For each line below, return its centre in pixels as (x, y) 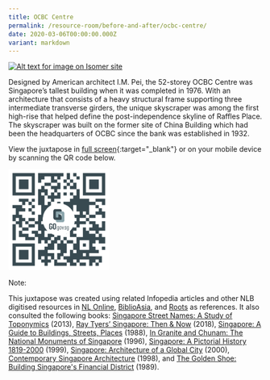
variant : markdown (39, 43)
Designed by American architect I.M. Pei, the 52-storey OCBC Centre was (131, 82)
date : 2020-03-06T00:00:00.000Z (62, 34)
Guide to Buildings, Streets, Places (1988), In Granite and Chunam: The (126, 333)
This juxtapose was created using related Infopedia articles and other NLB (131, 299)
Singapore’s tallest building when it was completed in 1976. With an (120, 91)
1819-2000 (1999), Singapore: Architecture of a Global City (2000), (119, 350)
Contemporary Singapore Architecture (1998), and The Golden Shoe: (123, 358)
